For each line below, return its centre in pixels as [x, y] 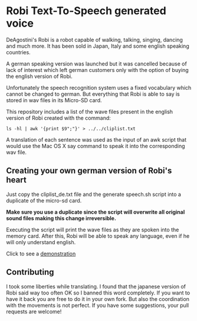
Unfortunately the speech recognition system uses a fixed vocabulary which [99, 87]
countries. [18, 52]
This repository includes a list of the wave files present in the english [89, 112]
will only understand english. [41, 242]
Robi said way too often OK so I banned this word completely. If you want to [98, 293]
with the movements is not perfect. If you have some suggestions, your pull [98, 305]
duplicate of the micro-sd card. [44, 200]
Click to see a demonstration [41, 253]
